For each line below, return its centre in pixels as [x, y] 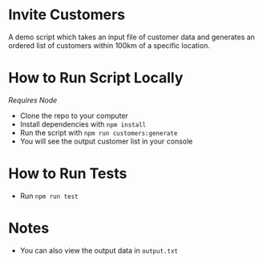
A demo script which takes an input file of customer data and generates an [131, 37]
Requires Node [33, 100]
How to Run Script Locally [96, 78]
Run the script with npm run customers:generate [99, 132]
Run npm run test [49, 196]
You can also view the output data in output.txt [99, 250]
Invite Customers [67, 15]
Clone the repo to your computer [74, 115]
